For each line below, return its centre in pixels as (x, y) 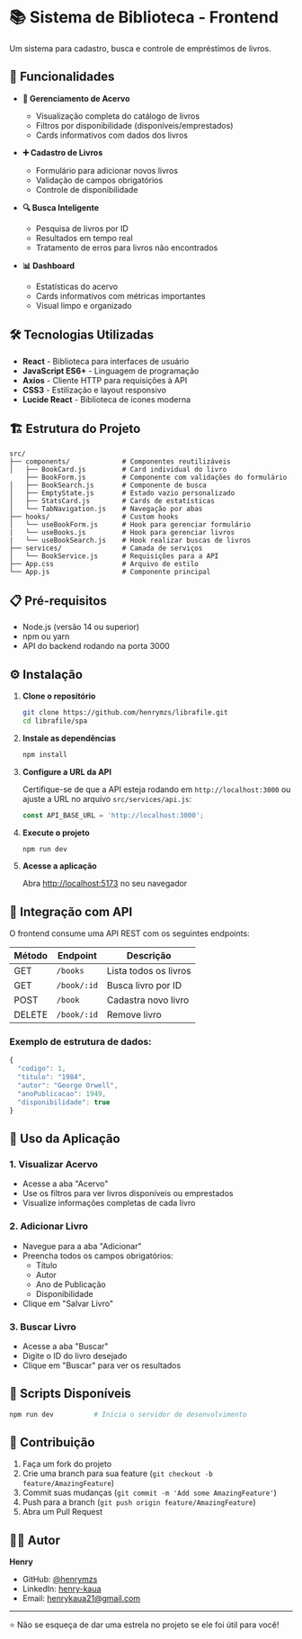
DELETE (31, 1015)
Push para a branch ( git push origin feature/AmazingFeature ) (139, 1502)
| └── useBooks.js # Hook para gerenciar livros (122, 533)
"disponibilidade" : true (64, 1102)
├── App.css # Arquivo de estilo (104, 564)
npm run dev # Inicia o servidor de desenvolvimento (128, 1414)
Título (46, 1265)
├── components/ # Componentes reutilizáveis (120, 462)
